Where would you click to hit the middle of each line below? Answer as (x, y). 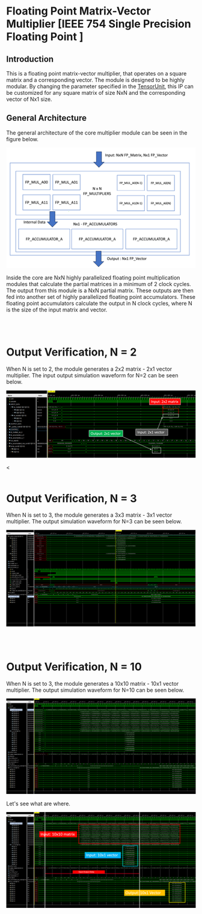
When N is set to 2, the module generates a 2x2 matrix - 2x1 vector (89, 369)
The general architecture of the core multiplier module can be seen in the (97, 133)
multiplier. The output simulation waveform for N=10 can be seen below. (95, 690)
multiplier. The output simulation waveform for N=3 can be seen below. (94, 522)
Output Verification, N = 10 (74, 667)
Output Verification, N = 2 (72, 352)
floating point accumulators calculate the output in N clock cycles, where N (99, 304)
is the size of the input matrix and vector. (57, 310)
